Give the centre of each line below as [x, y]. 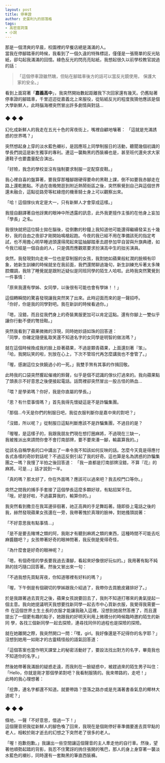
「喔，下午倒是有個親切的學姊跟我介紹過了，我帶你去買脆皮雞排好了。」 [77, 588]
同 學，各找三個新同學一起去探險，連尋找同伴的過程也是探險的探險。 [74, 623]
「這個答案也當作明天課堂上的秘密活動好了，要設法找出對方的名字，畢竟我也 [82, 650]
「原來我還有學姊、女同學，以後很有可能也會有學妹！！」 [63, 288]
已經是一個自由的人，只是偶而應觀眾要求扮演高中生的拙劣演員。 [78, 248]
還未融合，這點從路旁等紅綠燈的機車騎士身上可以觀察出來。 [65, 192]
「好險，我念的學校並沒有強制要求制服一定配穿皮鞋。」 [60, 169]
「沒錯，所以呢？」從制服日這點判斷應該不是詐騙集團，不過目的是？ [74, 423]
